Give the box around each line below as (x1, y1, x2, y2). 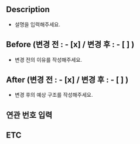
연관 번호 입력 (6, 110, 53, 120)
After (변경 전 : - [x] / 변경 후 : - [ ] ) (6, 75, 129, 85)
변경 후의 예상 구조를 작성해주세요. (14, 92, 93, 99)
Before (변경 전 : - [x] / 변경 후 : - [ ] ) (6, 40, 135, 50)
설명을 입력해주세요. (14, 20, 60, 28)
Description (6, 5, 50, 15)
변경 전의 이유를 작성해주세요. (14, 56, 83, 63)
